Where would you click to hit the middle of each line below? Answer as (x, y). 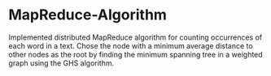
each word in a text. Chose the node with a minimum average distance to (131, 45)
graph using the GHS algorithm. (61, 63)
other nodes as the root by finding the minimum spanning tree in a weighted (135, 54)
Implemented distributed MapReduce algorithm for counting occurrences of (135, 37)
